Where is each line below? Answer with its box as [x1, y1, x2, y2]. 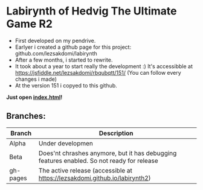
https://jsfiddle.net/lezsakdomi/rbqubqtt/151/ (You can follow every [14, 69, 181, 76]
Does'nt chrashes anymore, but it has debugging [38, 149, 177, 157]
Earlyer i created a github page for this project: [14, 43, 132, 51]
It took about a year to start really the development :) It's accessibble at [14, 62, 193, 70]
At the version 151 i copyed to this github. [14, 81, 118, 89]
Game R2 [6, 17, 53, 31]
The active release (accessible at [38, 166, 133, 174]
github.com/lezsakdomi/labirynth [14, 49, 98, 57]
